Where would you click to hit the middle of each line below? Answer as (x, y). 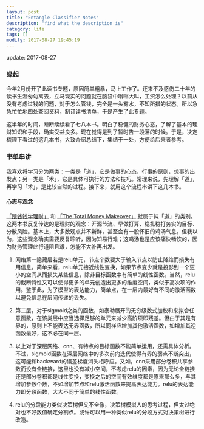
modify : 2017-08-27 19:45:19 (43, 40)
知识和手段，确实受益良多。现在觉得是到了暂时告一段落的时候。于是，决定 (104, 132)
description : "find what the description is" (65, 23)
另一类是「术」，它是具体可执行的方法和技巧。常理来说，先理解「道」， (110, 179)
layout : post (23, 12)
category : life (25, 29)
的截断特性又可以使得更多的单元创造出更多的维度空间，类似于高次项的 (103, 282)
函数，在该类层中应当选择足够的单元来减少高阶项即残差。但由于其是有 (108, 318)
